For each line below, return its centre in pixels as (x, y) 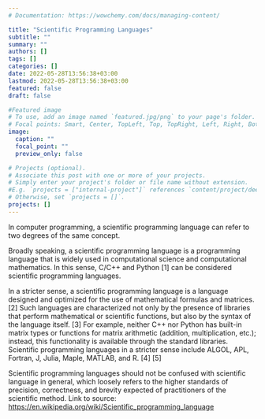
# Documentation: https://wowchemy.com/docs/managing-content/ (114, 15)
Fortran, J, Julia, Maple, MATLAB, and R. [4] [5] (85, 358)
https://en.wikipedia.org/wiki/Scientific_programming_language (111, 406)
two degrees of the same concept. (64, 235)
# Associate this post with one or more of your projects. (107, 175)
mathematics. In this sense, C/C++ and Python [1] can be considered (120, 267)
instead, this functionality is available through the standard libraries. (118, 341)
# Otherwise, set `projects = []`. (67, 198)
